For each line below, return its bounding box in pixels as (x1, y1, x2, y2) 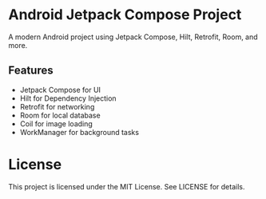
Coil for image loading (19, 118, 93, 129)
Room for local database (19, 110, 101, 120)
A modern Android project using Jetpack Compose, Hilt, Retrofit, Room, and (8, 32, 258, 42)
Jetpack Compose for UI (19, 85, 101, 94)
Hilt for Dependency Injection (19, 94, 117, 103)
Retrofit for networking (19, 101, 95, 111)
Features (8, 64, 54, 78)
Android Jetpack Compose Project (8, 6, 242, 24)
